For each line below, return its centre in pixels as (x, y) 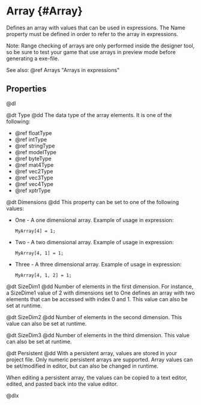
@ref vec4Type (34, 184)
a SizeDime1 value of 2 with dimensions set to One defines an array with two (100, 293)
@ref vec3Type (34, 178)
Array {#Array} (44, 11)
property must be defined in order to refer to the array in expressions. (92, 34)
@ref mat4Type (34, 165)
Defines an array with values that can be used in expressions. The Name (96, 28)
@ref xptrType (33, 190)
